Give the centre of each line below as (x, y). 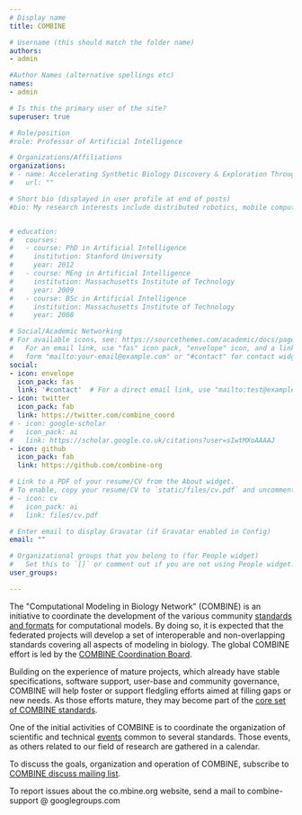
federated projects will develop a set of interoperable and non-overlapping (147, 635)
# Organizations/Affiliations (66, 158)
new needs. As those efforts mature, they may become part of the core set (147, 700)
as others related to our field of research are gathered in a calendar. (135, 746)
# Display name (38, 18)
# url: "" (31, 183)
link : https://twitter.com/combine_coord (96, 415)
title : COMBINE (38, 26)
